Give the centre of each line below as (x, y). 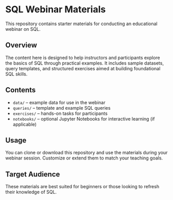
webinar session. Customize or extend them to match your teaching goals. (84, 158)
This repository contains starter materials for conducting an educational (82, 24)
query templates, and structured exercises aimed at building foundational (83, 68)
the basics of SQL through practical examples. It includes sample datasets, (84, 63)
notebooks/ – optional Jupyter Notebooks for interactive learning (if (84, 118)
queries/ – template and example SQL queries (62, 108)
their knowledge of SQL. (31, 192)
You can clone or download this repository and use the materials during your (86, 153)
